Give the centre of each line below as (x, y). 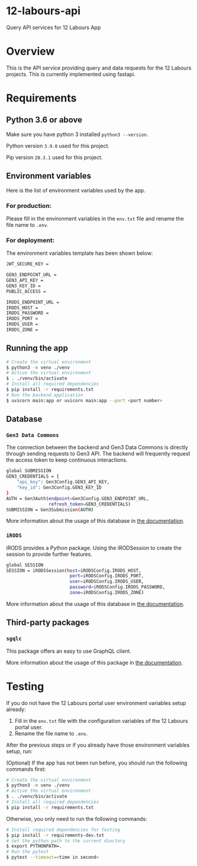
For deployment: (30, 240)
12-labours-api (43, 11)
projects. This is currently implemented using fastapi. (71, 74)
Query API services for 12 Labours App (54, 27)
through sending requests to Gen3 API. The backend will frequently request (98, 454)
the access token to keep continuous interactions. (67, 460)
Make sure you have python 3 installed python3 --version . (77, 134)
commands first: (26, 769)
